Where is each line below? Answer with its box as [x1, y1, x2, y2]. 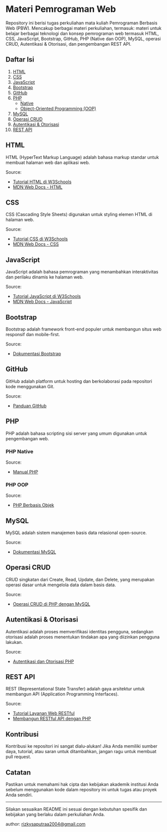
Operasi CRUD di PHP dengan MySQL [12, 601, 91, 607]
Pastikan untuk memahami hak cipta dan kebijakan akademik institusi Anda [5, 781, 159, 787]
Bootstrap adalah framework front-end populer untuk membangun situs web [5, 326, 162, 332]
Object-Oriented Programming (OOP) [20, 105, 96, 111]
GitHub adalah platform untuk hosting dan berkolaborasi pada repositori [5, 378, 153, 384]
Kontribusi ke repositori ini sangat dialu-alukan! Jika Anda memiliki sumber [5, 743, 158, 749]
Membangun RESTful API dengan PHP [12, 716, 91, 722]
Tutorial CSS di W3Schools [12, 236, 68, 242]
